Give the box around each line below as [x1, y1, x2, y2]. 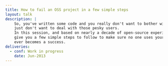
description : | [5, 16, 37, 21]
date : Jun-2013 [14, 53, 46, 59]
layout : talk [5, 12, 32, 17]
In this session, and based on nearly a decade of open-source [14, 30, 149, 35]
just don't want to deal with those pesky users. [14, 26, 120, 31]
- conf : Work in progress [9, 49, 64, 54]
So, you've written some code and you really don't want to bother [14, 21, 157, 26]
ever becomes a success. [14, 40, 66, 45]
